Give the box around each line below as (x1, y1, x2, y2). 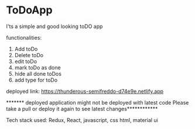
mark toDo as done (14, 64, 61, 71)
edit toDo (14, 58, 37, 65)
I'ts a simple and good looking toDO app (6, 23, 103, 30)
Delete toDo (14, 51, 44, 58)
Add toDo (14, 45, 38, 53)
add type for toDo (14, 76, 57, 83)
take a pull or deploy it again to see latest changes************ (6, 105, 158, 112)
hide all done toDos (14, 70, 61, 77)
